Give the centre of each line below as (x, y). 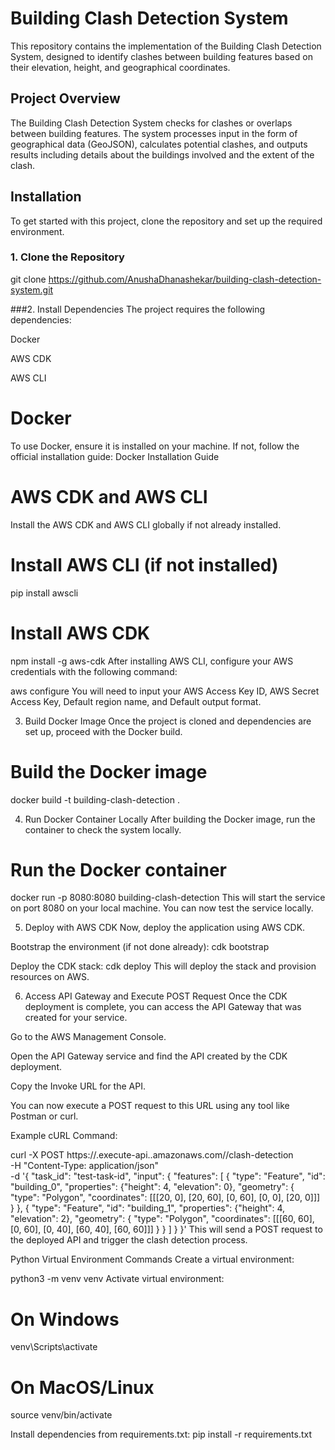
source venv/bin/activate (61, 1415)
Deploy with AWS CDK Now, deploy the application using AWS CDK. (165, 928)
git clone (28, 279)
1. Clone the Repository (67, 257)
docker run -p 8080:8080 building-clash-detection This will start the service (168, 898)
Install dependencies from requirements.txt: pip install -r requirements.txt (161, 1434)
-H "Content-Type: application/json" (84, 1166)
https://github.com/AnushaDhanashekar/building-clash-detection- (185, 279)
